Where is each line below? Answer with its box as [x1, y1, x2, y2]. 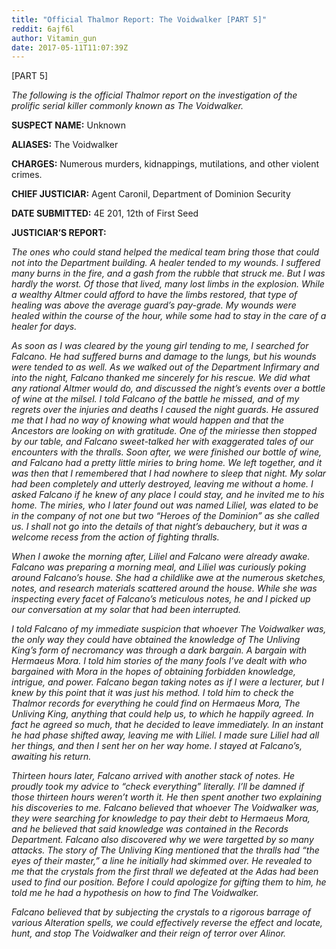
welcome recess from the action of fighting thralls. [11, 531, 220, 543]
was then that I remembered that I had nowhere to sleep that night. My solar [11, 467, 327, 480]
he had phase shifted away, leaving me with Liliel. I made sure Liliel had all [11, 729, 320, 741]
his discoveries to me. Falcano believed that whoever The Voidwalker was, [11, 802, 320, 814]
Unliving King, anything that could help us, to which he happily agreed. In [11, 708, 314, 720]
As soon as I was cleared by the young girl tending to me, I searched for [11, 340, 309, 352]
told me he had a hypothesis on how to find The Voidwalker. [11, 887, 259, 899]
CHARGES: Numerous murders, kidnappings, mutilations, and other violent [11, 158, 320, 170]
